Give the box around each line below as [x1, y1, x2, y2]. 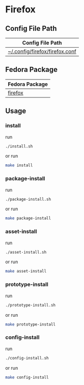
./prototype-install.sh [5, 302, 56, 307]
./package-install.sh [5, 197, 51, 202]
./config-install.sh [5, 355, 49, 360]
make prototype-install [5, 322, 56, 327]
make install [5, 163, 33, 168]
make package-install [5, 216, 51, 221]
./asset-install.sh [5, 249, 47, 255]
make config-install [5, 375, 49, 380]
